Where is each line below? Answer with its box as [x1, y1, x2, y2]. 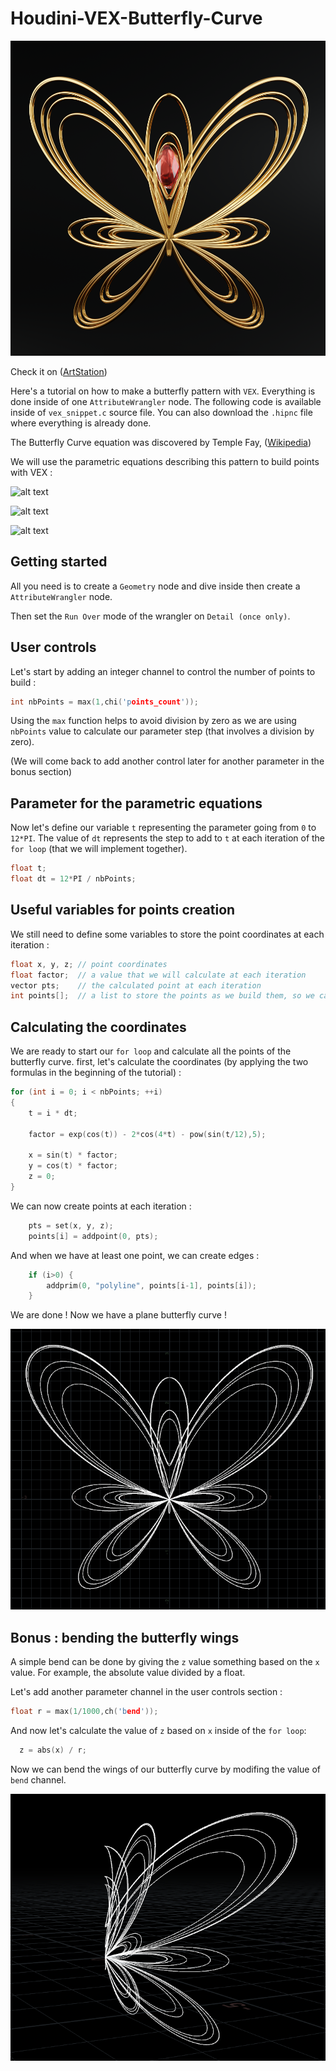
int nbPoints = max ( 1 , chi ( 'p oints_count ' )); [10, 697, 199, 707]
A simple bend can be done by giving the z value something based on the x [10, 1656, 320, 1668]
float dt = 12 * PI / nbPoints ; [10, 874, 137, 884]
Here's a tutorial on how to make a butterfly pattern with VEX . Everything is [10, 385, 316, 397]
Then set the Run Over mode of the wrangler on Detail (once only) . [10, 610, 291, 622]
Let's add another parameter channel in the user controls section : [10, 1686, 283, 1698]
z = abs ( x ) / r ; [19, 1745, 87, 1756]
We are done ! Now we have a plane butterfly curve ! [10, 1309, 227, 1321]
